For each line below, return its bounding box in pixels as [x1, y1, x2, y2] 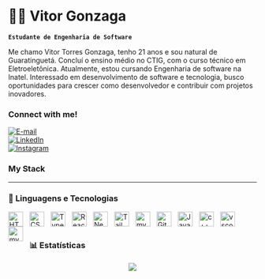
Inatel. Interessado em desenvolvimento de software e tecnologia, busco [8, 72, 244, 81]
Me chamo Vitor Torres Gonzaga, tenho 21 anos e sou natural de [8, 47, 218, 56]
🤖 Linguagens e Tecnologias [8, 193, 118, 204]
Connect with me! [8, 108, 78, 119]
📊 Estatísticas [29, 239, 86, 251]
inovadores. [8, 89, 47, 98]
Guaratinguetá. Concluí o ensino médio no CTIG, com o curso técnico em [8, 55, 246, 65]
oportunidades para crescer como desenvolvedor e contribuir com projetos [8, 81, 254, 90]
